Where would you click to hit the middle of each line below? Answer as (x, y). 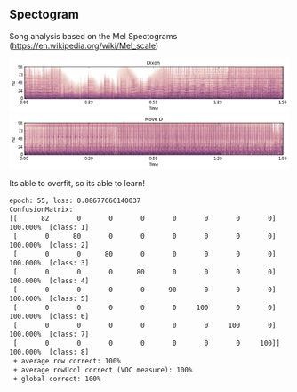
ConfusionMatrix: (41, 210)
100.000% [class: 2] (49, 245)
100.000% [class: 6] (49, 317)
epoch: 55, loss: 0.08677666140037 (75, 201)
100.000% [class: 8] (49, 352)
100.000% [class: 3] (49, 263)
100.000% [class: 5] (49, 299)
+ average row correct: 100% (67, 361)
